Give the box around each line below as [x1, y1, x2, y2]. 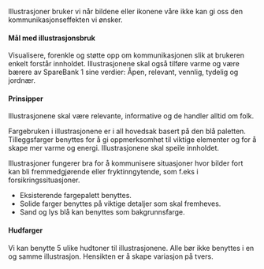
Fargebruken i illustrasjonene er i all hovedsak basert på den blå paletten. [8, 126, 247, 136]
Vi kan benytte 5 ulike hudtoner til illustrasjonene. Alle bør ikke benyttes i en [8, 243, 255, 252]
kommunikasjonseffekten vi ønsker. [8, 15, 124, 24]
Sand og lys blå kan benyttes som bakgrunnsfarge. [19, 207, 185, 217]
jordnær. [8, 76, 35, 85]
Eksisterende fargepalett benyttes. [19, 191, 132, 200]
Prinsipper [8, 94, 43, 103]
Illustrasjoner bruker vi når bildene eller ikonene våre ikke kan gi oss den [8, 7, 243, 16]
